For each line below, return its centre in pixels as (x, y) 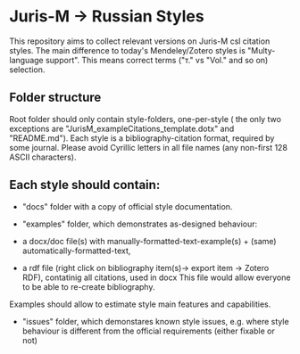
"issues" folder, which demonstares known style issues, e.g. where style (155, 321)
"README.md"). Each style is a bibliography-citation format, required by (142, 138)
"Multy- (261, 50)
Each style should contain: (85, 185)
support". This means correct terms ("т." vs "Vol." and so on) (157, 60)
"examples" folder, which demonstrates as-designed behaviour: (140, 224)
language (26, 60)
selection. (27, 70)
